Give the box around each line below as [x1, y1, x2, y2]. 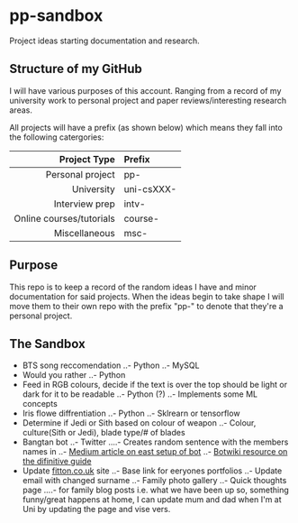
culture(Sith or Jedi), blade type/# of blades [22, 427, 186, 438]
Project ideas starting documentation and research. [9, 35, 200, 46]
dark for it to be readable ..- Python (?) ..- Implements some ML [22, 389, 258, 399]
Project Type [59, 152, 115, 165]
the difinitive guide [22, 456, 92, 467]
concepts [22, 399, 59, 409]
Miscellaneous [53, 226, 115, 239]
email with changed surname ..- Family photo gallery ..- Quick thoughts [22, 475, 287, 486]
